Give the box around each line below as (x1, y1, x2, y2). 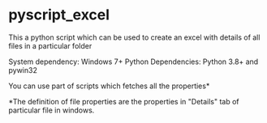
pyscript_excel (8, 6, 110, 24)
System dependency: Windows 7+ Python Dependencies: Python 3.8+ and (8, 57, 259, 66)
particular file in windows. (8, 105, 95, 115)
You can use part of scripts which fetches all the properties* (8, 81, 210, 91)
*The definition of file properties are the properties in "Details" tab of (8, 96, 239, 106)
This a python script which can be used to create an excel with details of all (8, 32, 261, 42)
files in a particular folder (8, 40, 93, 50)
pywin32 (8, 65, 38, 74)
